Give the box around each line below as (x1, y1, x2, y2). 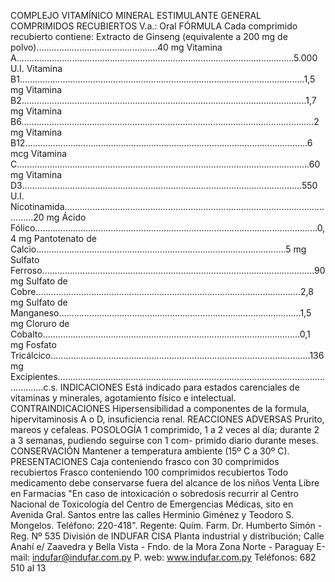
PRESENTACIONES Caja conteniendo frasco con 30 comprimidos (10, 456, 280, 467)
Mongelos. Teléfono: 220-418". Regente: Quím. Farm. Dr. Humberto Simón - (10, 520, 323, 531)
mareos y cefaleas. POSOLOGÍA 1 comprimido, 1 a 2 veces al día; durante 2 (10, 424, 320, 435)
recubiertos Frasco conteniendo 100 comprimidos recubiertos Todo (10, 466, 289, 478)
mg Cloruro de (10, 318, 70, 329)
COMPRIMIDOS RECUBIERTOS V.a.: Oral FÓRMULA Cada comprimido (10, 20, 298, 32)
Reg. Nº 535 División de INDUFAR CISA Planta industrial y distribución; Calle (10, 530, 325, 542)
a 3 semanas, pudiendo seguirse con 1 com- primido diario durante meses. (10, 435, 319, 446)
